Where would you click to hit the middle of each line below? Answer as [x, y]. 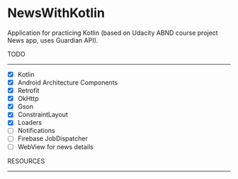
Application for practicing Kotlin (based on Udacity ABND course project [113, 33]
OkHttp [28, 99]
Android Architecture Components [68, 82]
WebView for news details [55, 146]
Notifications [36, 131]
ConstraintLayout [43, 114]
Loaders [30, 123]
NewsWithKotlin [56, 13]
